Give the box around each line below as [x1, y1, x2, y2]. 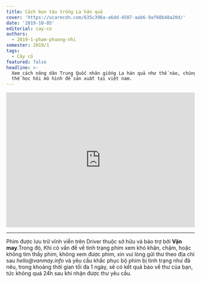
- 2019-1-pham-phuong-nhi [11, 37, 77, 43]
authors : [6, 31, 28, 37]
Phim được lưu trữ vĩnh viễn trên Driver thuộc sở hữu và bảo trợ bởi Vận [6, 238, 182, 245]
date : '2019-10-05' [6, 20, 55, 26]
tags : [6, 48, 20, 54]
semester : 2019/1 [6, 43, 50, 49]
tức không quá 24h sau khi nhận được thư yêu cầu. [6, 270, 132, 277]
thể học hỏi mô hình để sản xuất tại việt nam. [11, 76, 133, 82]
